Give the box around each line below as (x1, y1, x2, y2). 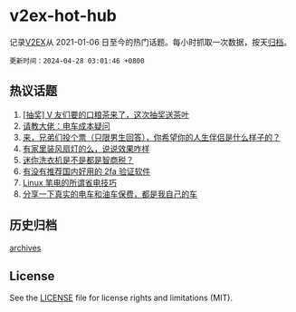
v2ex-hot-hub (9, 5, 118, 26)
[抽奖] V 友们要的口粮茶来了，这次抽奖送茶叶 (22, 109, 190, 120)
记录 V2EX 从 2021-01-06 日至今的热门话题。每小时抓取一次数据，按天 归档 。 (9, 36, 292, 47)
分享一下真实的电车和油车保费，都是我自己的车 (22, 188, 197, 200)
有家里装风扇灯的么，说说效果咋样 (22, 142, 150, 154)
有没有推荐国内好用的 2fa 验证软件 (22, 165, 151, 177)
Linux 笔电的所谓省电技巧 (22, 177, 118, 188)
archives (9, 242, 42, 253)
